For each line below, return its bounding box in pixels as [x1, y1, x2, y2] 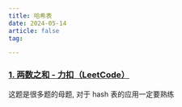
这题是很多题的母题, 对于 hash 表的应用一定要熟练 [8, 89, 175, 99]
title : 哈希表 [8, 11, 53, 20]
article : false [8, 27, 60, 35]
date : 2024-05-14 [8, 19, 67, 27]
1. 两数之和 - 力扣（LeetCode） [8, 69, 130, 80]
